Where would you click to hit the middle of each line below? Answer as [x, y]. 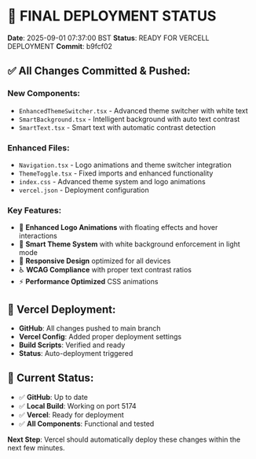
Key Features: [35, 210]
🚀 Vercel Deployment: [62, 309]
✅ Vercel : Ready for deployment [71, 415]
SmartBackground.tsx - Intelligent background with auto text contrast [129, 119]
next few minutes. [36, 447]
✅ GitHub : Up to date [53, 397]
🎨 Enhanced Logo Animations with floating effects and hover [118, 228]
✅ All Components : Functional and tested [86, 424]
